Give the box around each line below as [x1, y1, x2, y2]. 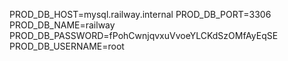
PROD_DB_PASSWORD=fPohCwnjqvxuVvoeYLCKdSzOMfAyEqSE [9, 30, 279, 41]
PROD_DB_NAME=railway [9, 19, 116, 31]
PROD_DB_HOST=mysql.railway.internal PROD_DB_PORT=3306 [9, 9, 272, 20]
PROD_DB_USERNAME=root [9, 40, 125, 52]
